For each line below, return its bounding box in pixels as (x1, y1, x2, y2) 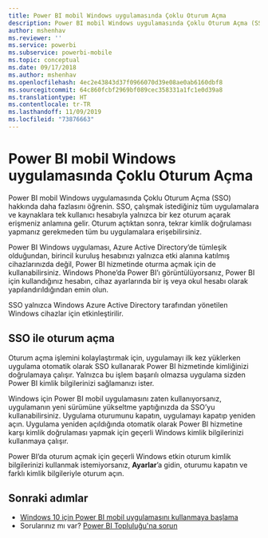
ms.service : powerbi (8, 41, 77, 49)
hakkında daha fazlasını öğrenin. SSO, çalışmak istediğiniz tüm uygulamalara (8, 201, 259, 211)
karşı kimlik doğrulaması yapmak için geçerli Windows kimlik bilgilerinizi (8, 427, 244, 437)
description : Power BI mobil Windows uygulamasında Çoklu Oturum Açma (8, 19, 248, 27)
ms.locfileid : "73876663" (8, 116, 94, 124)
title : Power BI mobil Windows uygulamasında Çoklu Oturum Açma (8, 11, 227, 20)
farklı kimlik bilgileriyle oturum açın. (8, 468, 125, 478)
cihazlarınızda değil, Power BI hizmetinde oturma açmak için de (8, 259, 217, 269)
